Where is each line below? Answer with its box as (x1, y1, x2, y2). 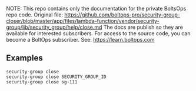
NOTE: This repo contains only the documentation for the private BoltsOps (6, 5, 187, 12)
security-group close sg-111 (6, 79, 78, 85)
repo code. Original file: (6, 11, 64, 18)
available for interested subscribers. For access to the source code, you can (6, 30, 191, 37)
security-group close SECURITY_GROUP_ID (6, 73, 107, 80)
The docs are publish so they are (103, 23, 184, 31)
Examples (6, 53, 43, 63)
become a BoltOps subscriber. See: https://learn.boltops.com (6, 36, 155, 43)
